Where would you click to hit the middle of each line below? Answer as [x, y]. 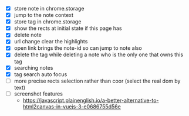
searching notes [33, 67]
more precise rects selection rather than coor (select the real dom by [97, 81]
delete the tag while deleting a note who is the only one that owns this [98, 54]
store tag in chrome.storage [48, 22]
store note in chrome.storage [49, 8]
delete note [28, 35]
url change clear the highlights [51, 42]
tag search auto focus [41, 74]
